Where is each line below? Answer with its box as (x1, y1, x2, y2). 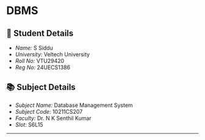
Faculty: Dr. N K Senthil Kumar (15, 114, 92, 122)
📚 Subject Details (6, 82, 76, 92)
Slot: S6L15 (15, 120, 44, 128)
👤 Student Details (6, 28, 74, 39)
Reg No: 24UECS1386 (15, 64, 71, 71)
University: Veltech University (15, 51, 90, 58)
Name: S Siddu (15, 44, 53, 51)
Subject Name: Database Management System (15, 101, 133, 109)
